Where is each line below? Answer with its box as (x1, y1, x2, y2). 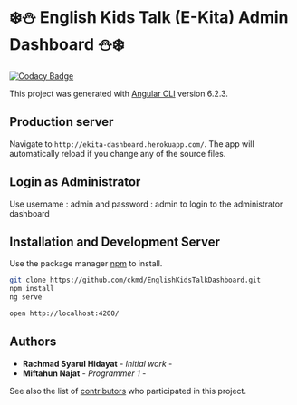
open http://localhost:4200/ (9, 309, 120, 318)
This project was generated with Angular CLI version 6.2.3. (9, 88, 229, 99)
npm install (9, 284, 54, 294)
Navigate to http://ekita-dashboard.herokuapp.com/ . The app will (9, 138, 255, 149)
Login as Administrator (9, 174, 141, 190)
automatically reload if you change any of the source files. (9, 148, 226, 159)
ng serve (9, 293, 43, 302)
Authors (9, 334, 57, 350)
